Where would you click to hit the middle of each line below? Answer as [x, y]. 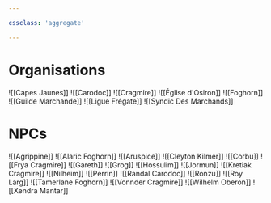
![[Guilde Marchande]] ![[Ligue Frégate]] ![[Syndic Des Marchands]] [121, 101]
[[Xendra [23, 190]
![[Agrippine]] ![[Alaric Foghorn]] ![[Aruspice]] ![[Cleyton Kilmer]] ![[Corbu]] [133, 156]
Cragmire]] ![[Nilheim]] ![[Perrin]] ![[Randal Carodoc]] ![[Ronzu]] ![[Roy [126, 173]
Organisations [57, 70]
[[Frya [19, 165]
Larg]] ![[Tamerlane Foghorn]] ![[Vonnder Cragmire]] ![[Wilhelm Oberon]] [130, 182]
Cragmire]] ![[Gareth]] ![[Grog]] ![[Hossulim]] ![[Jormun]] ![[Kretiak [141, 165]
